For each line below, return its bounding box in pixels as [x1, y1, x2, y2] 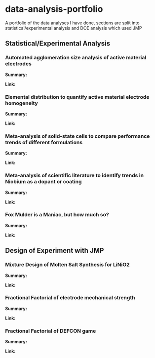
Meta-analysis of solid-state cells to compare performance [5, 132, 150, 139]
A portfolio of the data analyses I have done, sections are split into [5, 20, 140, 26]
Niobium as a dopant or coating [5, 178, 82, 185]
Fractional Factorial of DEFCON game [5, 327, 96, 334]
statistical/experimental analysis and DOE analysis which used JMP [5, 25, 142, 31]
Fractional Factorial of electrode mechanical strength [5, 294, 135, 301]
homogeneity [5, 100, 38, 107]
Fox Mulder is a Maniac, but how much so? [5, 211, 110, 218]
